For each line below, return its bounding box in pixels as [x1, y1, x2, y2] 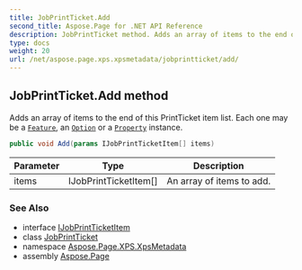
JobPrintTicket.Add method [9, 88, 169, 103]
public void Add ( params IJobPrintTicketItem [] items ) [9, 139, 216, 148]
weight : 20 [9, 47, 50, 56]
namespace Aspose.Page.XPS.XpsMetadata [22, 240, 187, 252]
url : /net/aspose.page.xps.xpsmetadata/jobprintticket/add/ [9, 55, 240, 64]
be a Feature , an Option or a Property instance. [9, 121, 183, 132]
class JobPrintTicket [22, 231, 99, 242]
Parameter [13, 159, 60, 172]
